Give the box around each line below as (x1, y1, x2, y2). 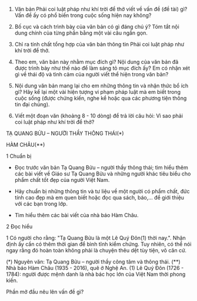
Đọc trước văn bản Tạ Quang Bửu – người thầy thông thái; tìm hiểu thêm (14, 164, 188, 171)
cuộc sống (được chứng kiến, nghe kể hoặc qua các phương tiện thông (14, 94, 187, 102)
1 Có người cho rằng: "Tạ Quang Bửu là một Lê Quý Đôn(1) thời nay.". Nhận (6, 235, 186, 241)
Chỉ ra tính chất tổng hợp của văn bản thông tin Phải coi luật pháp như (14, 41, 185, 48)
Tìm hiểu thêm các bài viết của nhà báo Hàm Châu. (14, 212, 139, 218)
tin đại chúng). (14, 101, 50, 108)
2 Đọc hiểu (6, 223, 33, 230)
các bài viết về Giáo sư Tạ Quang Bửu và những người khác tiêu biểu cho (14, 170, 191, 177)
